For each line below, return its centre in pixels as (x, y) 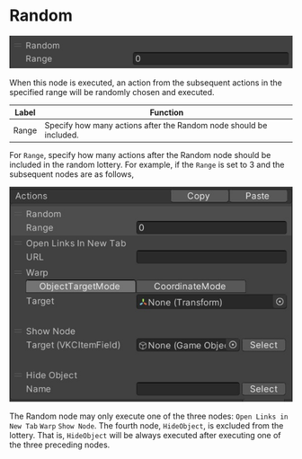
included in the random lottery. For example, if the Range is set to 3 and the (147, 164)
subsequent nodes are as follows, (72, 174)
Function (167, 112)
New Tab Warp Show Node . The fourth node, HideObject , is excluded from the (147, 426)
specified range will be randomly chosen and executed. (112, 93)
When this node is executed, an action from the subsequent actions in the (146, 83)
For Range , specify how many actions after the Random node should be (140, 154)
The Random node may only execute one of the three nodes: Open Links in (149, 416)
